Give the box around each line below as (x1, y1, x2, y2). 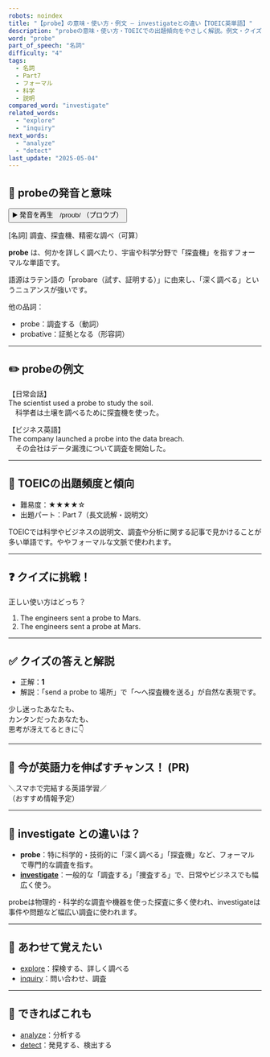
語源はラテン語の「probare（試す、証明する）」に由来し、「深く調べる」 (8, 275, 245, 284)
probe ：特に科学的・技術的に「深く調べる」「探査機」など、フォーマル (19, 849, 256, 859)
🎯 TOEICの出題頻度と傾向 (8, 477, 135, 491)
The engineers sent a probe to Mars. (19, 613, 141, 623)
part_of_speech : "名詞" (8, 42, 86, 50)
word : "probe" (8, 34, 56, 43)
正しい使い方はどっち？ (8, 597, 86, 607)
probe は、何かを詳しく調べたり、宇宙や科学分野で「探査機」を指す (8, 247, 235, 258)
